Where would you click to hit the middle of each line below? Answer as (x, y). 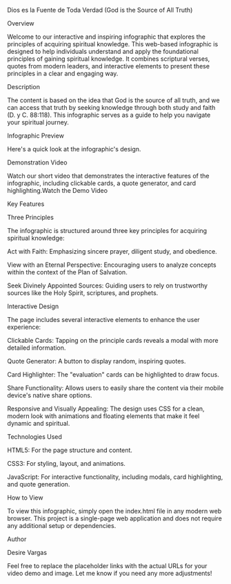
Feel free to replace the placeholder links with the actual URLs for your (107, 566)
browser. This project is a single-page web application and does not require (114, 518)
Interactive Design (33, 306)
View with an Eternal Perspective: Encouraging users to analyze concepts (112, 265)
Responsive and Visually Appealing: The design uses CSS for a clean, (106, 408)
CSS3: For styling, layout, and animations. (67, 463)
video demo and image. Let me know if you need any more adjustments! (110, 573)
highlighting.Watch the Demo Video (58, 190)
